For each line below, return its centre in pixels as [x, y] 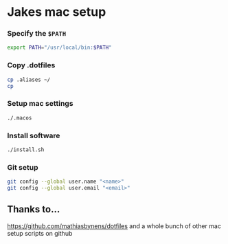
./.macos [20, 118]
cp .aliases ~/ [29, 80]
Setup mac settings [40, 104]
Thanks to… [34, 209]
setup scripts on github [40, 233]
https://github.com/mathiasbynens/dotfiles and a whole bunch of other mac [114, 226]
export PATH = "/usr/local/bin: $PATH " [59, 48]
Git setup [23, 167]
